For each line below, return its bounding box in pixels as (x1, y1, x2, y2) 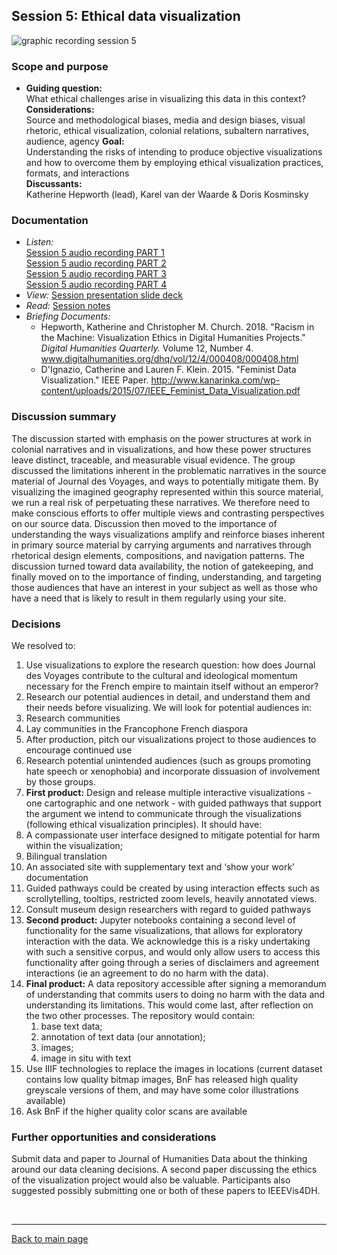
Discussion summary (11, 410, 117, 424)
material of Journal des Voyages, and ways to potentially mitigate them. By (11, 475, 319, 487)
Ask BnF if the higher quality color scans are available (25, 1105, 248, 1117)
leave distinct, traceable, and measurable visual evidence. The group (11, 454, 296, 466)
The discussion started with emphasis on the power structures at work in (11, 432, 312, 444)
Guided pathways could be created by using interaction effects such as (25, 882, 321, 894)
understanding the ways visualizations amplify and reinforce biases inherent (11, 528, 326, 540)
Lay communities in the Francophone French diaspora (25, 723, 249, 734)
